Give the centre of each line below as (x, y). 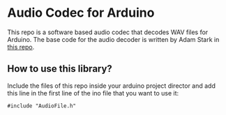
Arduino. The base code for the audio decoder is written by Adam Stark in (113, 39)
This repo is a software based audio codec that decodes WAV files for (108, 32)
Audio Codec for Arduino (81, 13)
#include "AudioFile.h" (42, 106)
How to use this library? (60, 69)
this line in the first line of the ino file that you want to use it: (93, 93)
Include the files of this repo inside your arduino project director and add (112, 86)
